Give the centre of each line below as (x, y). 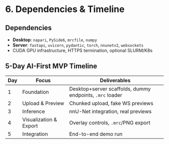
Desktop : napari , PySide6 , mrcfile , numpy (55, 40)
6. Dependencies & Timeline (65, 9)
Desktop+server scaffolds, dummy (110, 89)
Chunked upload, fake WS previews (111, 103)
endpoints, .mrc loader (96, 95)
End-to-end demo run (96, 134)
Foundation (36, 92)
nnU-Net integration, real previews (110, 111)
